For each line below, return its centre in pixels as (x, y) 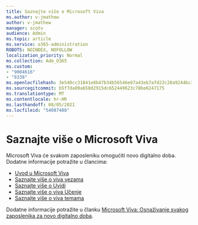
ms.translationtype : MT (35, 94)
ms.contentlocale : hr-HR (37, 99)
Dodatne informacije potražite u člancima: (57, 162)
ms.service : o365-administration (47, 45)
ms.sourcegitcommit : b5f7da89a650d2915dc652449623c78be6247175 (85, 88)
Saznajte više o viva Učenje (48, 192)
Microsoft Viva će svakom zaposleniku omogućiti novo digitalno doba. (91, 155)
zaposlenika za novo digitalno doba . (50, 216)
